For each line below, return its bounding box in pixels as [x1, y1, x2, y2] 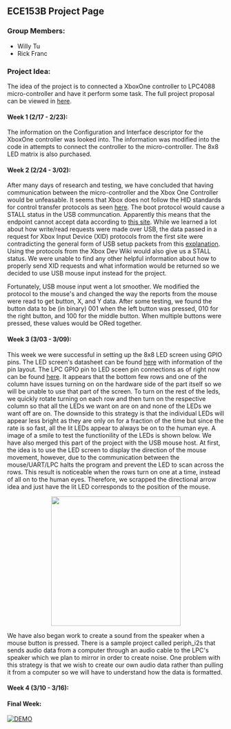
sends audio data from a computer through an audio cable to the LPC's [7, 645, 209, 654]
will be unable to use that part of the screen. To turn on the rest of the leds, [7, 387, 221, 396]
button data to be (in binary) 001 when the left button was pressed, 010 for [7, 304, 219, 313]
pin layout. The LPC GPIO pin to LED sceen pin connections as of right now [7, 365, 221, 373]
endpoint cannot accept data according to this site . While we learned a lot [7, 217, 217, 226]
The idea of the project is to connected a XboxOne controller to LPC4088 [7, 82, 216, 90]
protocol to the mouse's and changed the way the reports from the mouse [7, 290, 217, 298]
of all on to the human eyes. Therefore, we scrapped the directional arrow [7, 475, 217, 483]
